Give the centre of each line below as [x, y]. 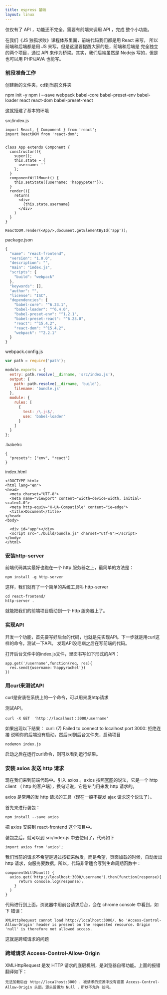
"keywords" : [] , [26, 286]
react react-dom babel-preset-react [56, 100]
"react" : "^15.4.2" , [35, 323]
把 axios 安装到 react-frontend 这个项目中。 [50, 827]
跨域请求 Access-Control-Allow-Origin [53, 953]
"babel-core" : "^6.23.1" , [41, 305]
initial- [132, 499]
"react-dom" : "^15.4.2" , [40, 328]
